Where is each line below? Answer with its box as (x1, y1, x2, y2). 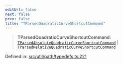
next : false (5, 12, 30, 17)
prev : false (5, 16, 30, 21)
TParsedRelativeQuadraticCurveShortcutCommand (17, 45, 116, 50)
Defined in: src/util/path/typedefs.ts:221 (5, 54, 87, 60)
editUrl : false (5, 7, 37, 12)
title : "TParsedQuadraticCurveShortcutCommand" (5, 21, 106, 26)
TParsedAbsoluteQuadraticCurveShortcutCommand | (17, 40, 119, 46)
